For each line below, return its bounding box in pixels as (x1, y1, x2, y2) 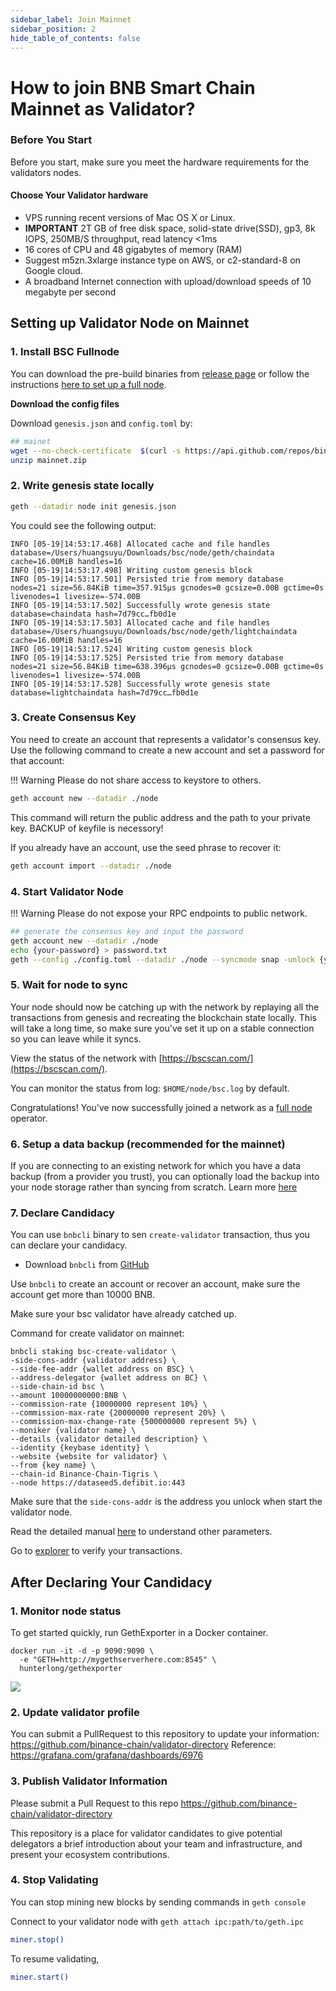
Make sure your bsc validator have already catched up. (10, 1308, 237, 1320)
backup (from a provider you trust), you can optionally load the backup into (10, 1170, 320, 1182)
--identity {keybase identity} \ (10, 1443, 150, 1453)
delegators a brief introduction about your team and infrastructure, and (10, 1837, 303, 1850)
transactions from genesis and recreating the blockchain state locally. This (10, 1011, 317, 1023)
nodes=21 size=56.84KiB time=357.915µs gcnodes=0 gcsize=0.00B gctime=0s (10, 582, 325, 593)
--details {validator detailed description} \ (10, 1434, 208, 1445)
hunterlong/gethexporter (19, 1663, 123, 1673)
